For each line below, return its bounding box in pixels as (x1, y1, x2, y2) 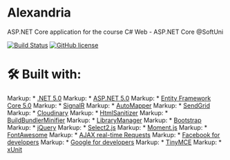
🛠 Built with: (7, 67, 82, 82)
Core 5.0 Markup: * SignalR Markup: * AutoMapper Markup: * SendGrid (7, 101, 211, 110)
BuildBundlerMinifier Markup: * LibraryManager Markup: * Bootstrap (7, 116, 202, 124)
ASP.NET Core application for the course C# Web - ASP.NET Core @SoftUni (7, 28, 224, 36)
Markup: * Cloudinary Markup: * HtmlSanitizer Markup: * (7, 108, 169, 117)
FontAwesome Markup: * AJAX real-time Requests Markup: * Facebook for (7, 130, 220, 139)
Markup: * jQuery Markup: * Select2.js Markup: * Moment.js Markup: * (7, 123, 208, 132)
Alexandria (7, 5, 71, 21)
